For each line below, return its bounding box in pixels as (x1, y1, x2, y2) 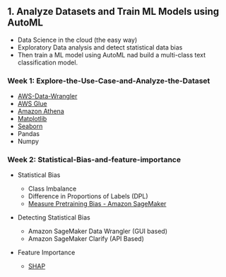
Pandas (17, 130, 40, 138)
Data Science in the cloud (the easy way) (17, 35, 138, 44)
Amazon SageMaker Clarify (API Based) (28, 234, 145, 243)
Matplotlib (17, 115, 47, 123)
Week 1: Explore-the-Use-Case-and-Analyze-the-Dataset (7, 76, 210, 86)
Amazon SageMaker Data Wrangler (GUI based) (28, 227, 168, 236)
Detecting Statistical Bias (17, 213, 90, 222)
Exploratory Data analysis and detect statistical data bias (17, 43, 183, 52)
